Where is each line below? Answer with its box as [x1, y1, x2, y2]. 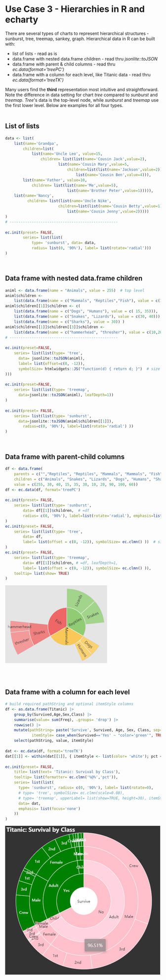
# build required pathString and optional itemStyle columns [5, 702, 134, 707]
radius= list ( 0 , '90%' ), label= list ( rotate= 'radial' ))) [31, 245, 152, 251]
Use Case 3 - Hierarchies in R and [5, 3, 145, 15]
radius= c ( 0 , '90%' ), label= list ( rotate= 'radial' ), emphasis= [23, 513, 154, 518]
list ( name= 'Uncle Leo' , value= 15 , [31, 151, 103, 157]
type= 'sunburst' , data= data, [31, 241, 96, 245]
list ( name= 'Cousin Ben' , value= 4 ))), [76, 172, 152, 177]
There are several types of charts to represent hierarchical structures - [5, 30, 149, 36]
